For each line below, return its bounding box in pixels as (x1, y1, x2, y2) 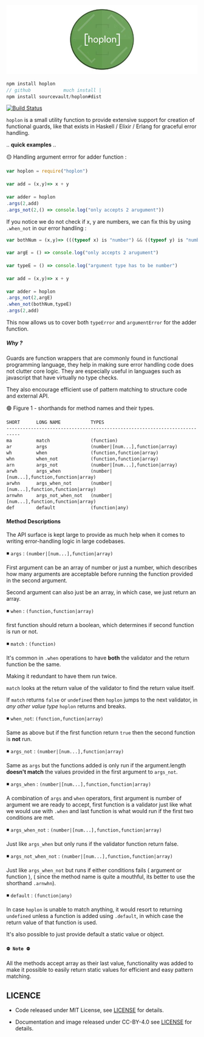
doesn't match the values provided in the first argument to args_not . (6, 768, 178, 776)
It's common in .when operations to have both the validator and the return (6, 655, 190, 662)
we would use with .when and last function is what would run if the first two (6, 808, 194, 815)
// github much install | (6, 87, 102, 93)
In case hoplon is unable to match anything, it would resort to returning (6, 906, 183, 913)
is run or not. (6, 628, 38, 636)
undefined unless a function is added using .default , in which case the (6, 913, 184, 920)
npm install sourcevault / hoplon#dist (6, 93, 102, 99)
